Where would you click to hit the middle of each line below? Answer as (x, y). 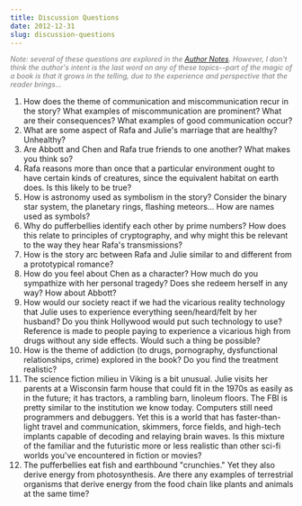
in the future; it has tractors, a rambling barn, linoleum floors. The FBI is (155, 398)
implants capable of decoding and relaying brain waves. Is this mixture (154, 437)
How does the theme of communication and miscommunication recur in (155, 102)
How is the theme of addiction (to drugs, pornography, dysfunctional (150, 350)
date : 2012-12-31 (43, 26)
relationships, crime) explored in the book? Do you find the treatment (151, 360)
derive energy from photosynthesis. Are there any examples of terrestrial (158, 474)
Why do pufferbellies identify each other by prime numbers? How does (155, 226)
